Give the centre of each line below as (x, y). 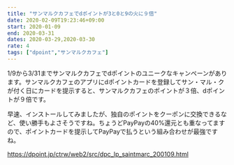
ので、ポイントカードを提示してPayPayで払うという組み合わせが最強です (113, 131)
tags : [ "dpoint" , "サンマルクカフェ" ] (58, 53)
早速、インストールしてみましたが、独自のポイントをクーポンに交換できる (114, 114)
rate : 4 (19, 46)
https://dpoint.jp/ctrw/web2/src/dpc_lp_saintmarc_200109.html (98, 154)
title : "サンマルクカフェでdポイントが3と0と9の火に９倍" (82, 14)
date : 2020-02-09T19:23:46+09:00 (56, 20)
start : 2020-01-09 (34, 26)
